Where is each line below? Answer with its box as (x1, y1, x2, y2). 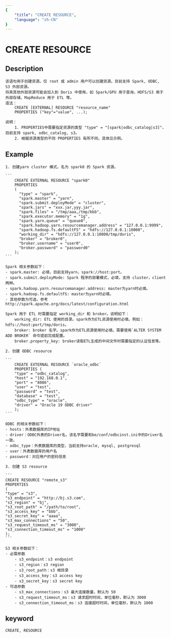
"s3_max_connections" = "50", (5, 518, 70, 524)
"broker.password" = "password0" (18, 245, 90, 250)
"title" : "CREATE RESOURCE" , (14, 12, 77, 17)
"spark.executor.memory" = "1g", (18, 214, 90, 219)
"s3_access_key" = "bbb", (5, 509, 60, 514)
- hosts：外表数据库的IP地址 (5, 427, 60, 432)
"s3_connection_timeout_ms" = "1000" (5, 527, 86, 532)
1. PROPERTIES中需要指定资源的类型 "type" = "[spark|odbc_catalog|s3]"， (14, 125, 166, 130)
